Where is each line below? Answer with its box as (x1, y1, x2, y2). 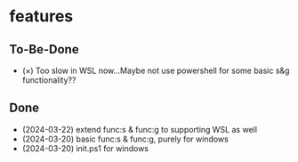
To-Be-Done (9, 42, 79, 57)
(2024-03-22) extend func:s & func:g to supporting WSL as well (21, 124, 258, 134)
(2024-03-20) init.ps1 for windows (21, 142, 149, 153)
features (9, 6, 74, 27)
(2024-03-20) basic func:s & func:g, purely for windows (21, 134, 229, 144)
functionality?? (21, 75, 77, 85)
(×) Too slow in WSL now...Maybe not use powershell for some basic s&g (21, 65, 290, 76)
